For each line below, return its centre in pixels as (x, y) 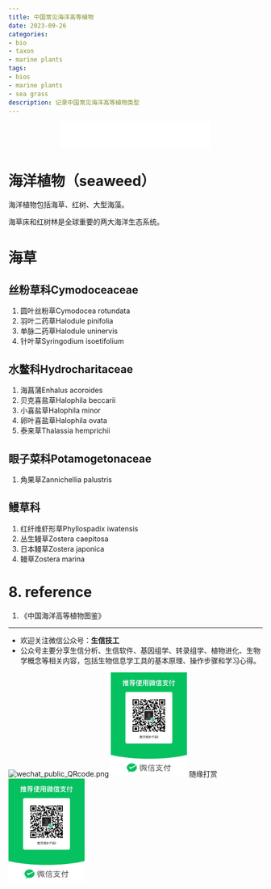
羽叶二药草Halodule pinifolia (67, 321)
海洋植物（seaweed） (82, 181)
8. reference (50, 592)
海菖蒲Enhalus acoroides (61, 390)
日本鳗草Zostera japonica (62, 548)
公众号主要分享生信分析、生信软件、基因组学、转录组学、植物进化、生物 (140, 650)
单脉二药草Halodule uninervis (69, 331)
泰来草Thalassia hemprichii (65, 431)
